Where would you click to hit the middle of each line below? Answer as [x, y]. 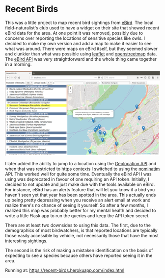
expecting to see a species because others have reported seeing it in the [79, 255]
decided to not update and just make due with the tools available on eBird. [80, 184]
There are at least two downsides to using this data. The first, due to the [78, 225]
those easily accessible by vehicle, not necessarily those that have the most [82, 236]
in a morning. [18, 64]
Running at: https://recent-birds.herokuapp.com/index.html [65, 270]
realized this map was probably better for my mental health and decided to [81, 211]
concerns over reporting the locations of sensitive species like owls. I [75, 38]
